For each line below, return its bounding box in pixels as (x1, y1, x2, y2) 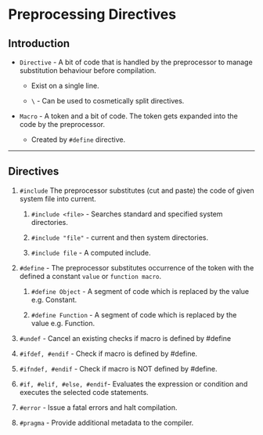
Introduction (8, 37, 70, 50)
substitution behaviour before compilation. (19, 66, 157, 75)
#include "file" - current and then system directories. (31, 233, 209, 242)
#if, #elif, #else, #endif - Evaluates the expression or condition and (19, 379, 248, 389)
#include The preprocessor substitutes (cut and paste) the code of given (19, 186, 254, 195)
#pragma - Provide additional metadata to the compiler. (19, 418, 194, 427)
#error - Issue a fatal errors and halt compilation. (19, 402, 178, 412)
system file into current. (19, 194, 96, 203)
